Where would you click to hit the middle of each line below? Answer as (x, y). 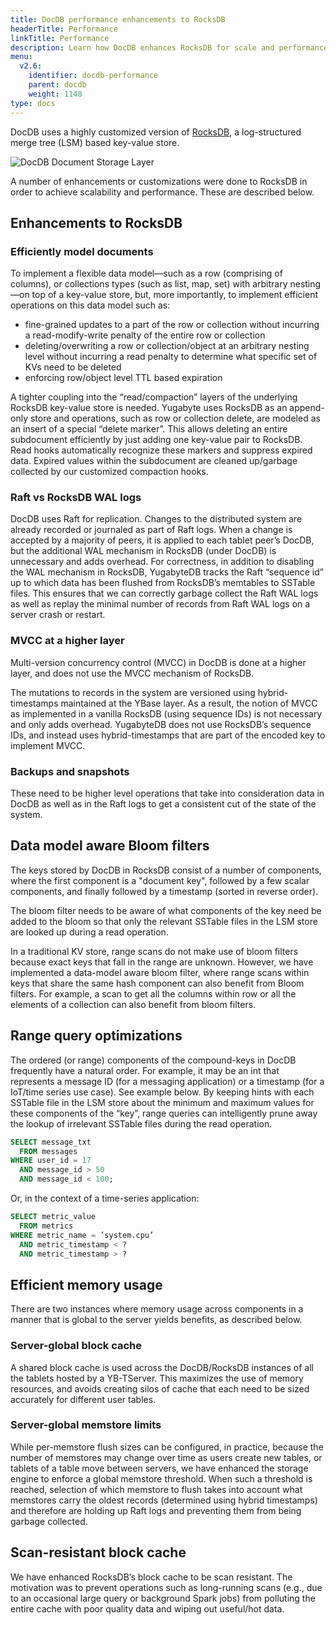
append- (307, 408)
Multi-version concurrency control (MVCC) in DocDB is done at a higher (158, 662)
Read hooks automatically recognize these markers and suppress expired (161, 450)
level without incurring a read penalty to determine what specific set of (171, 357)
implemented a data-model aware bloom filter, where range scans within (160, 972)
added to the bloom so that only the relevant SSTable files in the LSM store (164, 921)
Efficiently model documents (82, 251)
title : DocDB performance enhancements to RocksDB (118, 19)
